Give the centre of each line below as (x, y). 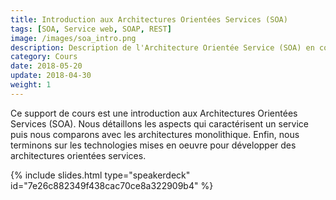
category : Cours (44, 57)
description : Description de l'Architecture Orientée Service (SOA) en (162, 47)
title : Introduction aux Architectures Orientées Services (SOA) (149, 19)
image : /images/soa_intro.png (73, 38)
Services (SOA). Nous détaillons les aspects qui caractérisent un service (160, 123)
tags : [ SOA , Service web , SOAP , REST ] (91, 29)
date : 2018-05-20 (46, 66)
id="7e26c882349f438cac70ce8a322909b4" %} (112, 185)
